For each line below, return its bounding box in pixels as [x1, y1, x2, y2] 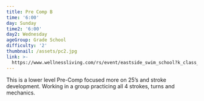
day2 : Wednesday [6, 31, 47, 37]
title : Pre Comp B [6, 8, 53, 15]
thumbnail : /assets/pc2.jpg [6, 48, 78, 54]
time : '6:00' [6, 15, 39, 21]
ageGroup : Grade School [6, 37, 67, 43]
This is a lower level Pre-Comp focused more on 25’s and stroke [6, 76, 167, 83]
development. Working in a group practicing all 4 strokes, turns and [6, 82, 175, 90]
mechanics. [6, 89, 35, 96]
